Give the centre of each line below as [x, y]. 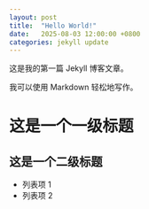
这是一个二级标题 [56, 162]
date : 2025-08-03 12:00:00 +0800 [75, 34]
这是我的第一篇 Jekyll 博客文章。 [69, 68]
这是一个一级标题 [72, 126]
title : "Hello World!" [53, 26]
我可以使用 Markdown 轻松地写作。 [74, 87]
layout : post [33, 17]
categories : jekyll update [59, 42]
